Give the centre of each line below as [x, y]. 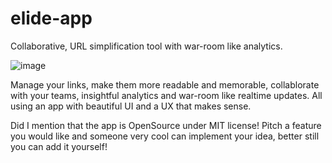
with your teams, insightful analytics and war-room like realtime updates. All [166, 95]
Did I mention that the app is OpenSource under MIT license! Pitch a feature [166, 125]
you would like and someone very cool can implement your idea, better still [165, 136]
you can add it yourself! [59, 146]
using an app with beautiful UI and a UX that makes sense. [131, 106]
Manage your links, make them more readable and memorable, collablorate [165, 84]
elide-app [51, 18]
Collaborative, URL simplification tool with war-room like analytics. [146, 46]
